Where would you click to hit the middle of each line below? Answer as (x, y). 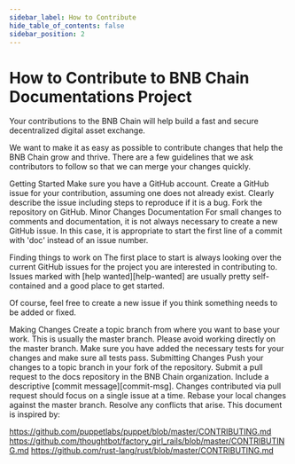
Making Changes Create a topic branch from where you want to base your (145, 330)
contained (27, 286)
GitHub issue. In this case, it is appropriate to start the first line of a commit (146, 231)
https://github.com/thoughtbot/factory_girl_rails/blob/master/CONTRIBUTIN (147, 441)
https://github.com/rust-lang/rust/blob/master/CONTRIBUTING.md (152, 451)
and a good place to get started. (106, 286)
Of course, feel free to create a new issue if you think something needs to (144, 303)
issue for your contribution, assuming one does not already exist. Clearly (142, 193)
